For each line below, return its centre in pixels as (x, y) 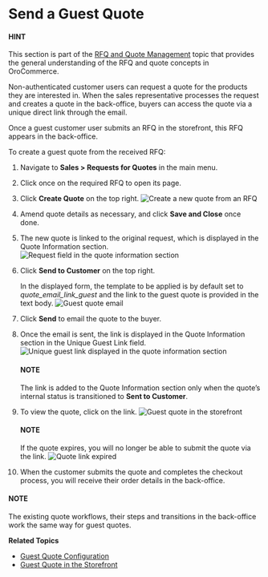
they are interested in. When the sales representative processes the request (134, 95)
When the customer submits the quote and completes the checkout (131, 472)
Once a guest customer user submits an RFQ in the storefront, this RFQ (126, 128)
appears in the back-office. (53, 136)
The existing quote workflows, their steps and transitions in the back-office (132, 516)
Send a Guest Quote (76, 14)
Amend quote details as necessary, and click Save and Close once (130, 214)
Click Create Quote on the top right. (79, 199)
